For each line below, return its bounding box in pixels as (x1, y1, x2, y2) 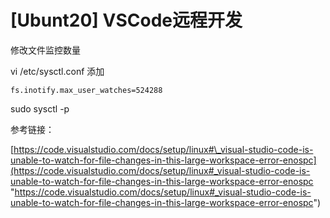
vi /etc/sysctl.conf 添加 (10, 65, 105, 77)
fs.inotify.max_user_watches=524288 (10, 85, 163, 95)
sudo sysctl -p (10, 102, 70, 115)
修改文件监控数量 (10, 44, 81, 56)
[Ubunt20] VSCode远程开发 (10, 9, 243, 32)
